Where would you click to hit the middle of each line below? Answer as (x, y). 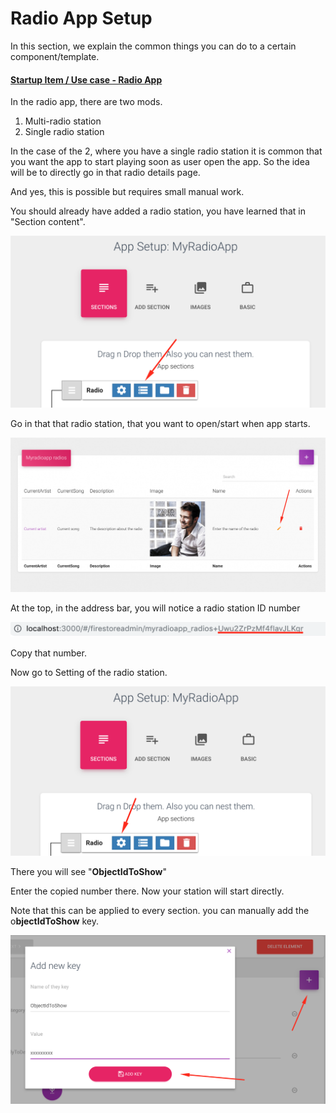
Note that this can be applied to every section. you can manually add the (160, 911)
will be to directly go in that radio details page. (105, 173)
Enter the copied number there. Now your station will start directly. (147, 891)
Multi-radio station (63, 121)
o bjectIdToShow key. (55, 921)
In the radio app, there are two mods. (86, 102)
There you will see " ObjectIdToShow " (89, 872)
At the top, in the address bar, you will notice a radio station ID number (155, 608)
